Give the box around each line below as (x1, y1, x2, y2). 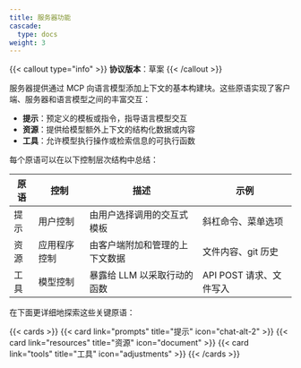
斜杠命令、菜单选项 (202, 216, 284, 228)
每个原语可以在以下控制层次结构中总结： (9, 154, 159, 166)
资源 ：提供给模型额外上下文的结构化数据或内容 (21, 124, 195, 135)
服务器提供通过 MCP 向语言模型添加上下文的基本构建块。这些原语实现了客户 (9, 82, 291, 94)
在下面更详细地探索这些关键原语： (9, 307, 135, 318)
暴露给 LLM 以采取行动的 (89, 270, 194, 282)
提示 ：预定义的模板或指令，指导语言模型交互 (21, 113, 188, 124)
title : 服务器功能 (9, 13, 72, 22)
